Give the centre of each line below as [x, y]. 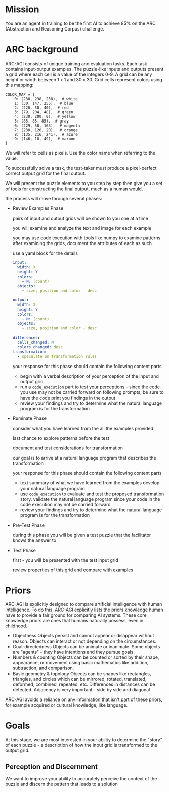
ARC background [42, 50]
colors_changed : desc [40, 347]
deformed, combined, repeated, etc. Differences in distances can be [84, 684]
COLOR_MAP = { [20, 94]
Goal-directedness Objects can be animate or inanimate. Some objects [86, 647]
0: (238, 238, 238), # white [46, 99]
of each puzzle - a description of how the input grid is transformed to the [81, 745]
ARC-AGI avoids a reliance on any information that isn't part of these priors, [84, 699]
